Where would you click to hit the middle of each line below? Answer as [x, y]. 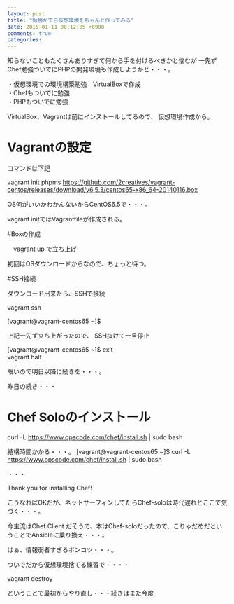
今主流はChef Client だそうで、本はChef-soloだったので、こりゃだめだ [109, 526]
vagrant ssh [24, 308]
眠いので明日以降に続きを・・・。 [56, 371]
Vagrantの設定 [50, 147]
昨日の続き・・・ [32, 387]
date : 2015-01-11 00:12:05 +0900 [56, 27]
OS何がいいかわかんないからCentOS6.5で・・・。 [79, 205]
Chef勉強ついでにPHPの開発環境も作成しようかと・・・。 [91, 69]
